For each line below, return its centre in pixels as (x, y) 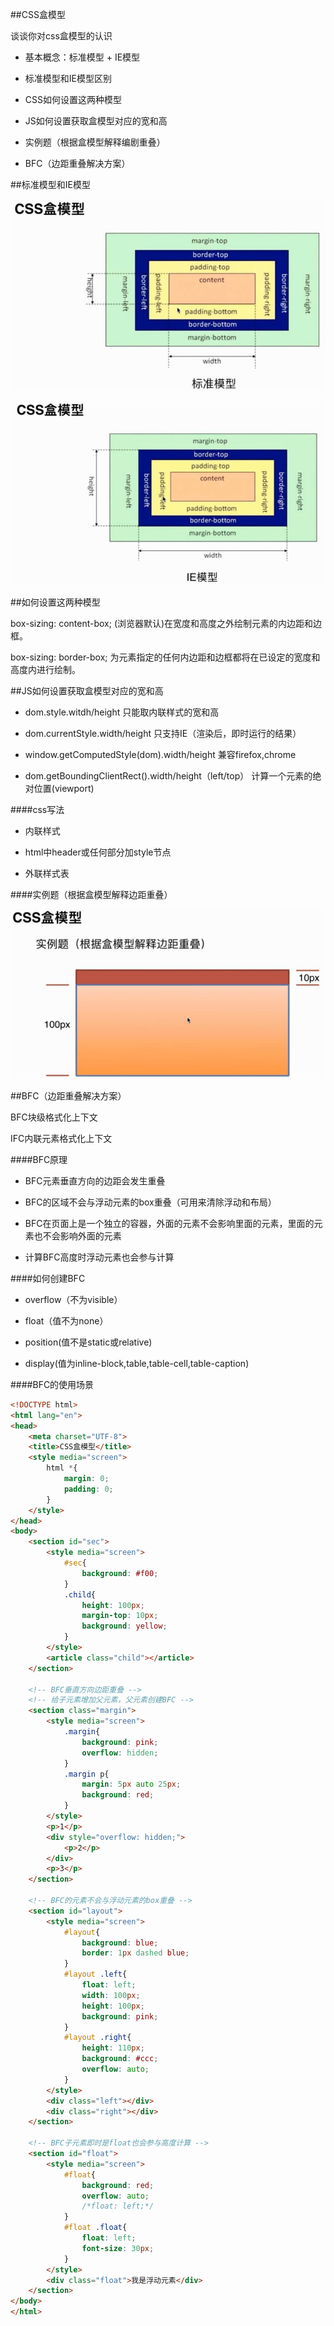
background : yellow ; (124, 1626)
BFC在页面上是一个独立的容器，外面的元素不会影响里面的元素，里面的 (169, 1223)
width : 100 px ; (111, 1995)
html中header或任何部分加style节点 (98, 852)
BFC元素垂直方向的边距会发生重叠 (95, 1180)
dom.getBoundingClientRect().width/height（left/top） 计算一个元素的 (168, 775)
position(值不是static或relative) (88, 1342)
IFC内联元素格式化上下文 (61, 1138)
